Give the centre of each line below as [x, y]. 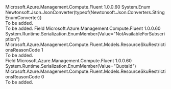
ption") [13, 39]
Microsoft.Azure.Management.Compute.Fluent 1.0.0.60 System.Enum [78, 7]
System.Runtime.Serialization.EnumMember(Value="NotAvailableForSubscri [85, 34]
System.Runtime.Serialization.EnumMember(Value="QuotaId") [71, 66]
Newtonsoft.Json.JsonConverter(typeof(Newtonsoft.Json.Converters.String [85, 12]
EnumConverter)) [23, 18]
